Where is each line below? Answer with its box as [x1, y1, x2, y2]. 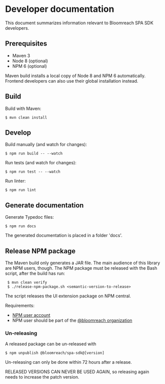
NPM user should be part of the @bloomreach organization [12, 318, 132, 323]
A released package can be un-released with [5, 341, 97, 347]
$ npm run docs [5, 224, 36, 229]
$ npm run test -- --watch [5, 169, 61, 174]
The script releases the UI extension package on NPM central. [5, 293, 132, 299]
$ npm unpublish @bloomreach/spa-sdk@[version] [5, 350, 105, 356]
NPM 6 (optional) [12, 63, 47, 69]
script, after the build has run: [5, 271, 66, 276]
